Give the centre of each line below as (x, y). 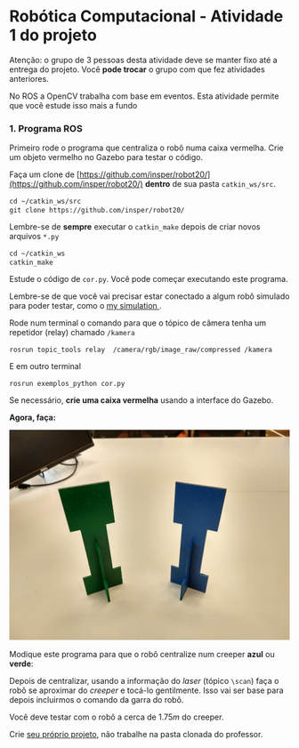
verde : (21, 664)
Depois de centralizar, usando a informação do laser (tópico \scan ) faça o (144, 681)
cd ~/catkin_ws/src (45, 202)
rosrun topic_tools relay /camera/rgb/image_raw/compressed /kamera (141, 350)
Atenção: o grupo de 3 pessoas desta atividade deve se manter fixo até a (143, 60)
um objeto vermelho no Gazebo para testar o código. (106, 157)
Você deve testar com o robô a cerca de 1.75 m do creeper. (117, 717)
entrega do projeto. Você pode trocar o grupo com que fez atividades (137, 69)
